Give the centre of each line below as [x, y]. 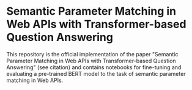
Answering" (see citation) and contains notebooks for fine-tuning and [94, 67]
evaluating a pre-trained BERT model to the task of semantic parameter [96, 73]
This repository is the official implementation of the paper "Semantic [92, 54]
